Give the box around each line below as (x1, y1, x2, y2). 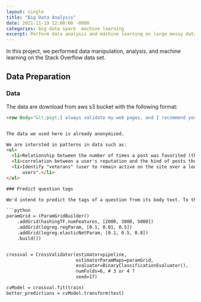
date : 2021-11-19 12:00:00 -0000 (6, 20, 90, 26)
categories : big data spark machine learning (6, 25, 124, 32)
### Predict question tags (6, 186, 74, 192)
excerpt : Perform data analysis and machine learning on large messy (6, 31, 184, 37)
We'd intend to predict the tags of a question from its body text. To (6, 196, 188, 203)
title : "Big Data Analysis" (6, 14, 77, 20)
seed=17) (75, 274, 98, 280)
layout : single (6, 8, 44, 15)
